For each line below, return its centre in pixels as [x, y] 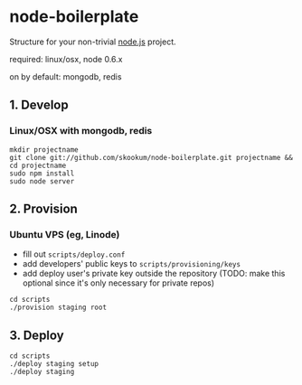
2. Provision [44, 209]
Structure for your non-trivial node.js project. [93, 42]
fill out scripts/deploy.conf [74, 254]
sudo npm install [42, 174]
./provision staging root [58, 308]
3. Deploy [37, 335]
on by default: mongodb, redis [66, 76]
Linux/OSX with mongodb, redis [81, 131]
